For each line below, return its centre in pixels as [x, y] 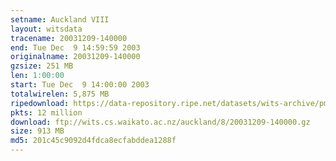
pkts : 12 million [46, 112]
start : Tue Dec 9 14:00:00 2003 [80, 85]
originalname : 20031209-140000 [75, 57]
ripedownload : [40, 103]
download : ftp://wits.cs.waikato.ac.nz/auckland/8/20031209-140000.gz [160, 122]
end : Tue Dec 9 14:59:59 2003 [75, 47]
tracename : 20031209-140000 [69, 38]
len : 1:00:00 [37, 76]
